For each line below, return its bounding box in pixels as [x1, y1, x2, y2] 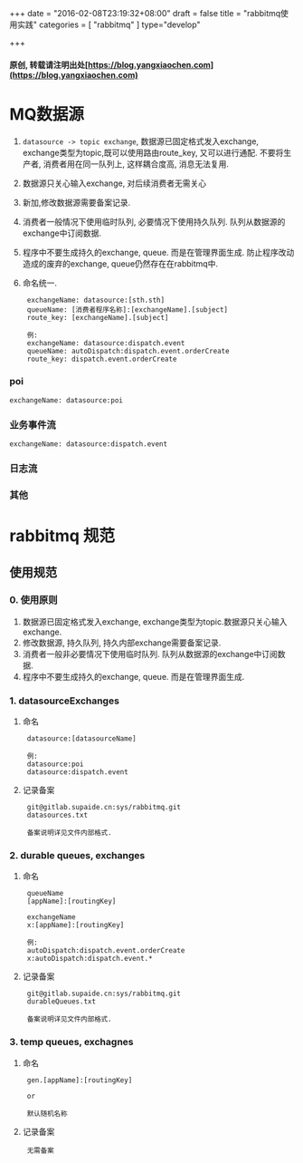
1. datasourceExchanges [9, 694, 120, 707]
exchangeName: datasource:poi [9, 395, 124, 405]
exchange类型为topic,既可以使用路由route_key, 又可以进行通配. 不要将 [22, 147, 284, 158]
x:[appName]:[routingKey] [26, 921, 125, 930]
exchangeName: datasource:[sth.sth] [26, 296, 166, 305]
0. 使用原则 [9, 594, 58, 606]
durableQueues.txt [26, 997, 97, 1006]
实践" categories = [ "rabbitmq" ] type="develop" [16, 19, 201, 30]
